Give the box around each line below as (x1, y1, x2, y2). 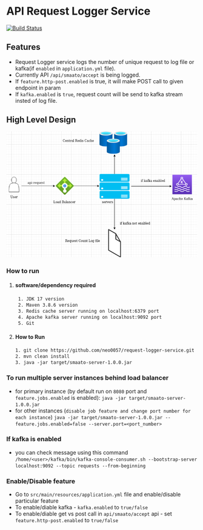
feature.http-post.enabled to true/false (15, 517, 119, 524)
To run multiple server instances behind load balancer (6, 374, 169, 382)
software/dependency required (15, 282, 96, 289)
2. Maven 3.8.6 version (18, 302, 78, 309)
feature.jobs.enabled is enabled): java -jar (15, 394, 127, 401)
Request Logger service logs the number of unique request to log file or (15, 58, 195, 65)
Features (6, 42, 41, 52)
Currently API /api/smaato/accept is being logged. (15, 71, 141, 78)
